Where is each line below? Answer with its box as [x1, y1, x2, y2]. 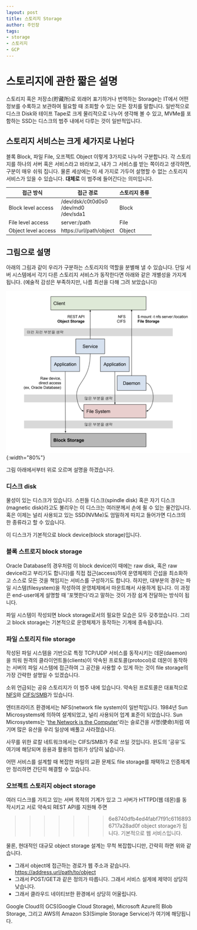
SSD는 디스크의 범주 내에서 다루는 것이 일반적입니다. [21, 117, 142, 124]
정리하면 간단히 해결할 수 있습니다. [12, 766, 91, 773]
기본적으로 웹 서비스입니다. [121, 830, 182, 837]
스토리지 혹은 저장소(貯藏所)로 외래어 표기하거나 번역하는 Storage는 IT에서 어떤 [6, 95, 189, 102]
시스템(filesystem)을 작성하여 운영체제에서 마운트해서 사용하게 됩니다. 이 [12, 584, 179, 591]
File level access [8, 218, 49, 226]
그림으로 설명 [6, 247, 51, 257]
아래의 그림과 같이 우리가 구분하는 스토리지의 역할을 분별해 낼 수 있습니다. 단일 [6, 264, 185, 271]
